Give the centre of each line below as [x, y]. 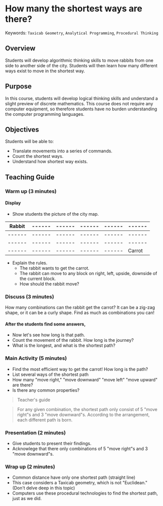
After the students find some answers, [46, 324]
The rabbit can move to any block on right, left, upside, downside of [88, 273]
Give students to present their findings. [52, 443]
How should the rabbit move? [49, 284]
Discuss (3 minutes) [30, 296]
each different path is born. [45, 420]
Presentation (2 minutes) [35, 432]
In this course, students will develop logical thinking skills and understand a [81, 98]
